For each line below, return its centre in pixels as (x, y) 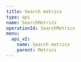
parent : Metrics (37, 50)
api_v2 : (21, 39)
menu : (13, 34)
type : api (18, 17)
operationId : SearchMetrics (41, 28)
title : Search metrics (34, 12)
